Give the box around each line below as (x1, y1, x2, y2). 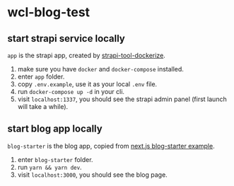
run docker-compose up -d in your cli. (17, 88, 125, 95)
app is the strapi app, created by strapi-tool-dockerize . (7, 51, 166, 59)
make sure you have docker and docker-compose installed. (17, 65, 184, 73)
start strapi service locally (7, 33, 126, 45)
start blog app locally (7, 123, 103, 135)
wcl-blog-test (7, 4, 90, 21)
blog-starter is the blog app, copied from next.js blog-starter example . (7, 141, 215, 150)
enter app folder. (17, 72, 65, 81)
